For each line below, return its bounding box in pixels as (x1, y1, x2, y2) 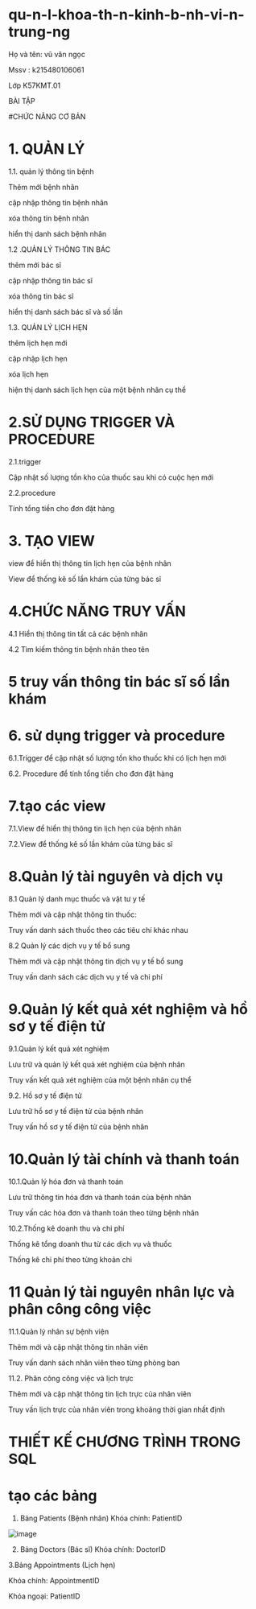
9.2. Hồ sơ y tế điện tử (8, 1091, 82, 1100)
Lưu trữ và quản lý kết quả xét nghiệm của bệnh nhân (8, 1059, 185, 1069)
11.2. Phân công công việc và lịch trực (8, 1373, 134, 1383)
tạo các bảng (8, 1487, 97, 1504)
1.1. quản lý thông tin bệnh (8, 167, 94, 176)
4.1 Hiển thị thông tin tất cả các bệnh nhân (8, 629, 148, 638)
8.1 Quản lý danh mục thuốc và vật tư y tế (8, 893, 146, 903)
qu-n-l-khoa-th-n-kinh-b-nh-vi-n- (8, 6, 245, 24)
